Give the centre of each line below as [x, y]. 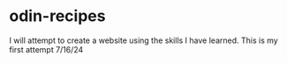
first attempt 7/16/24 [46, 49]
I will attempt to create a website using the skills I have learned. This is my [143, 40]
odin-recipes [57, 16]
